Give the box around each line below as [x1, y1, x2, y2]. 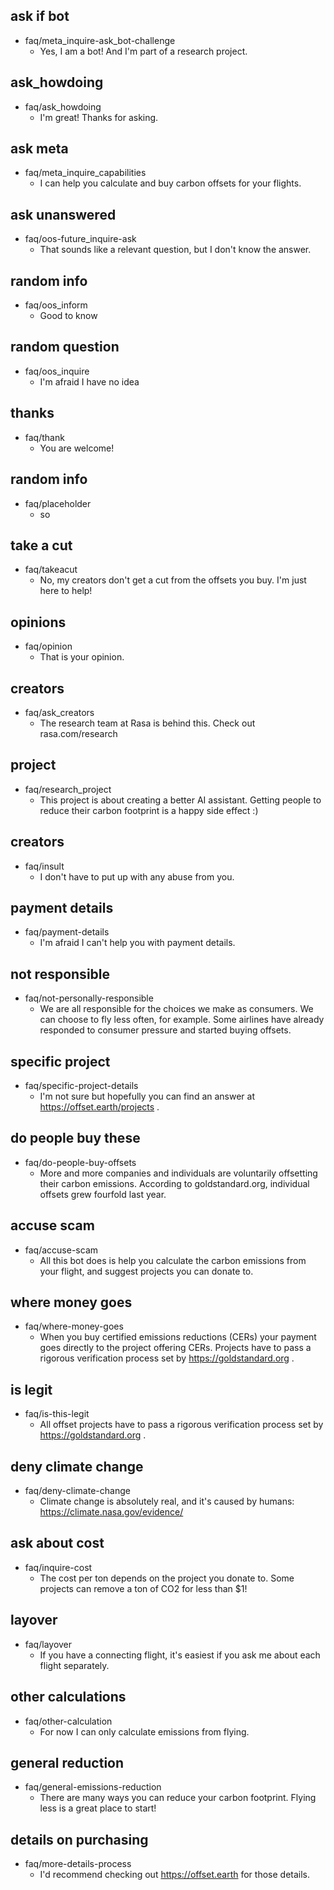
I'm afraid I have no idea [39, 375, 140, 388]
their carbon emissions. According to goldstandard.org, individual [39, 1177, 310, 1189]
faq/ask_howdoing [24, 100, 102, 113]
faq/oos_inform [24, 299, 88, 311]
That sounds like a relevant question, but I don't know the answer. [39, 244, 312, 256]
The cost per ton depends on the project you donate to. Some [39, 1572, 295, 1584]
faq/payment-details [24, 926, 110, 938]
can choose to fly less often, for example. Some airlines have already [39, 1014, 325, 1026]
